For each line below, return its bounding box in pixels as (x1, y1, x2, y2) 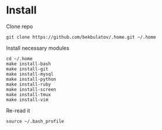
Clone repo (6, 23, 33, 30)
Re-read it (6, 107, 31, 114)
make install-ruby (6, 81, 51, 87)
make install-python (6, 76, 57, 82)
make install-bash (6, 61, 51, 67)
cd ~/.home (6, 56, 33, 61)
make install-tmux (6, 91, 51, 97)
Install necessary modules (6, 45, 69, 52)
